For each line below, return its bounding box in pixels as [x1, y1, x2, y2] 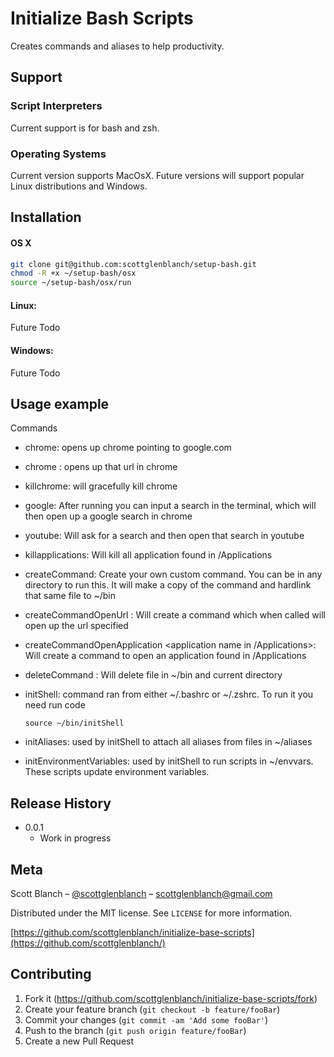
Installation [10, 209, 82, 226]
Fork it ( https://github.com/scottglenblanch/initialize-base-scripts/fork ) [24, 992, 318, 1004]
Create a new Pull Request [24, 1035, 135, 1047]
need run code [24, 699, 86, 711]
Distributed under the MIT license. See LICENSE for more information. [10, 907, 293, 919]
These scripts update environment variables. [24, 766, 210, 778]
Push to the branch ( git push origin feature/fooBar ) [24, 1024, 247, 1036]
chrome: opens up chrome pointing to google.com [24, 442, 232, 454]
